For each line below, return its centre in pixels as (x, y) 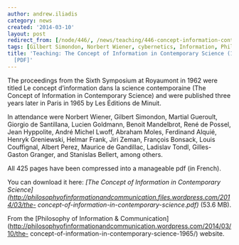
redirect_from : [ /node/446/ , (51, 40)
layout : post (27, 34)
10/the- (18, 233)
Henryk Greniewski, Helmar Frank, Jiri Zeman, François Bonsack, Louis (111, 139)
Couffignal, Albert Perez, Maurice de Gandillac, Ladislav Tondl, (99, 147)
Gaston (18, 154)
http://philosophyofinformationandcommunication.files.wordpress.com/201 (120, 197)
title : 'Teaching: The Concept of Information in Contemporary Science (116, 54)
